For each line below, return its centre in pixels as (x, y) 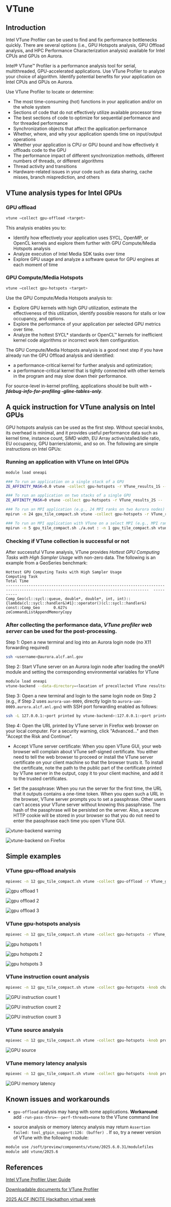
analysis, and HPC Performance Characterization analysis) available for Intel (85, 51)
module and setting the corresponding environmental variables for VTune (82, 672)
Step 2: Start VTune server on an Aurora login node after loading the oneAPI (85, 667)
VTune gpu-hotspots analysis (43, 924)
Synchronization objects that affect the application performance (80, 128)
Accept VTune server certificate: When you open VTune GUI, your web (87, 746)
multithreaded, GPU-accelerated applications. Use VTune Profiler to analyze (85, 71)
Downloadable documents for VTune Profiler (52, 1189)
